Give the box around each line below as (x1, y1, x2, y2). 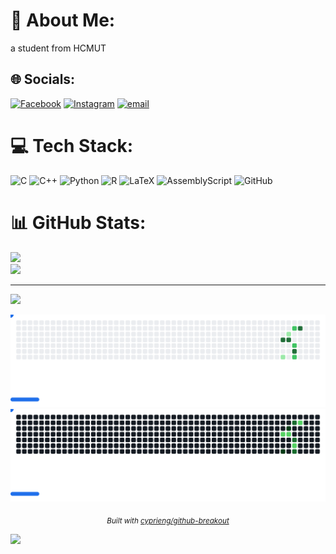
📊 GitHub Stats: (10, 211, 147, 234)
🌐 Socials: (10, 71, 76, 88)
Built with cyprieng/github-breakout (106, 515, 230, 526)
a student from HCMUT (10, 42, 107, 54)
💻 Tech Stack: (10, 134, 134, 157)
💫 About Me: (10, 9, 116, 32)
